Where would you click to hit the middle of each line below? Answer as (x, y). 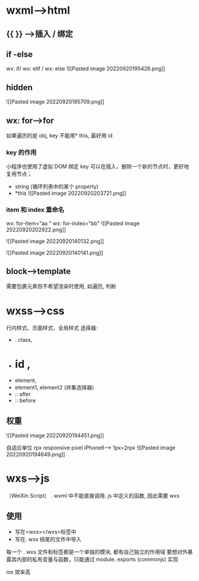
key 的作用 (21, 152)
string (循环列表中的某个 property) (57, 187)
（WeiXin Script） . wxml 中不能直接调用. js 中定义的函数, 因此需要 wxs (93, 496)
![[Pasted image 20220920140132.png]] (55, 241)
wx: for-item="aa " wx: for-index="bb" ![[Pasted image (73, 223)
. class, (23, 340)
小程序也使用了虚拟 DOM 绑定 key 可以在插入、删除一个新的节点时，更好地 (98, 167)
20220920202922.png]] (36, 229)
